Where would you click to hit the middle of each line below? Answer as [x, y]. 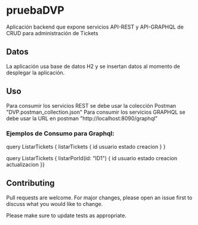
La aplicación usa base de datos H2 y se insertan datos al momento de [93, 66]
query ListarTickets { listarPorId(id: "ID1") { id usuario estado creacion [92, 158]
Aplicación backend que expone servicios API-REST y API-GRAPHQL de [95, 27]
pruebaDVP [35, 10]
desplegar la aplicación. [35, 73]
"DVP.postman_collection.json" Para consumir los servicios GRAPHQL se [96, 112]
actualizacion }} [25, 164]
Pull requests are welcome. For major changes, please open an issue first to [99, 198]
